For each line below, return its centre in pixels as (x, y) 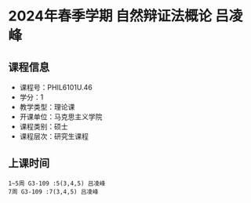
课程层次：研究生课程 (54, 136)
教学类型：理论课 (47, 107)
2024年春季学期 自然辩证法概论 (110, 16)
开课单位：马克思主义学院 (61, 117)
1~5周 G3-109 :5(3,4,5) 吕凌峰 (57, 183)
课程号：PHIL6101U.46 (56, 87)
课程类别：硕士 (44, 127)
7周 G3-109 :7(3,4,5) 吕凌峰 (53, 192)
